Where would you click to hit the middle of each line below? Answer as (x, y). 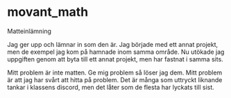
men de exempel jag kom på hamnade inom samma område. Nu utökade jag (116, 52)
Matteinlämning (29, 31)
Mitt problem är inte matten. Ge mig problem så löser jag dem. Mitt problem (115, 72)
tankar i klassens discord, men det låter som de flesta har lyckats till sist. (111, 87)
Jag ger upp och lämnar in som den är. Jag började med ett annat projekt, (113, 44)
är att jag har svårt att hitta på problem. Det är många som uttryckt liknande (115, 79)
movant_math (48, 12)
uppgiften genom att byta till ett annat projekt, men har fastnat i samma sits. (115, 59)
